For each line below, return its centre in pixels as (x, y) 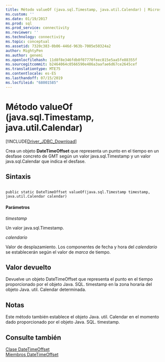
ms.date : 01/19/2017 (27, 19)
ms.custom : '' (20, 14)
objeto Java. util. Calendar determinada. (46, 289)
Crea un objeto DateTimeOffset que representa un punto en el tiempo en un (82, 151)
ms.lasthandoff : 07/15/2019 (34, 78)
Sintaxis (18, 176)
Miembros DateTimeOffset (32, 355)
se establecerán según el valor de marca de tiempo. (58, 252)
